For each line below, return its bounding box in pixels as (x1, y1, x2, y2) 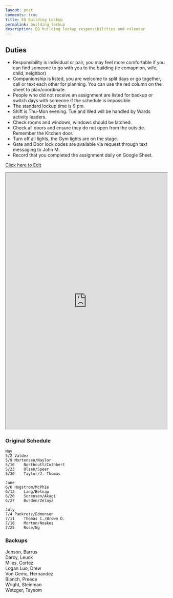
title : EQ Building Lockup (5, 17, 63, 22)
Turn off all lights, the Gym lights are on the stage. (12, 136, 119, 142)
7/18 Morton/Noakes (5, 520, 54, 526)
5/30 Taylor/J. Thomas (5, 471, 60, 476)
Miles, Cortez (5, 560, 34, 566)
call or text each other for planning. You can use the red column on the (12, 81, 162, 87)
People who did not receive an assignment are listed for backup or (12, 92, 153, 98)
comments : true (5, 12, 38, 17)
